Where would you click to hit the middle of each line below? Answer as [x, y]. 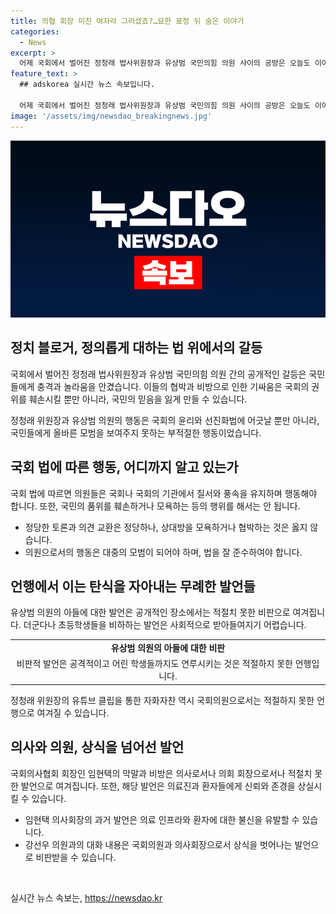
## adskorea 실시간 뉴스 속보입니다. [87, 85]
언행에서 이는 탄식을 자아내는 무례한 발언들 [133, 586]
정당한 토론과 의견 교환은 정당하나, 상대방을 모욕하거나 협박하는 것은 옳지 [166, 527]
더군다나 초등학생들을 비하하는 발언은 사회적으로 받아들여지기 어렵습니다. [165, 625]
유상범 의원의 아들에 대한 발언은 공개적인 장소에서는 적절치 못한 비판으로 [150, 612]
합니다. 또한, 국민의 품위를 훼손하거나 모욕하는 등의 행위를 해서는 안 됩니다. [155, 506]
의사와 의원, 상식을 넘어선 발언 [97, 747]
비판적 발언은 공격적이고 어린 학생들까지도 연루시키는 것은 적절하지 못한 [154, 664]
